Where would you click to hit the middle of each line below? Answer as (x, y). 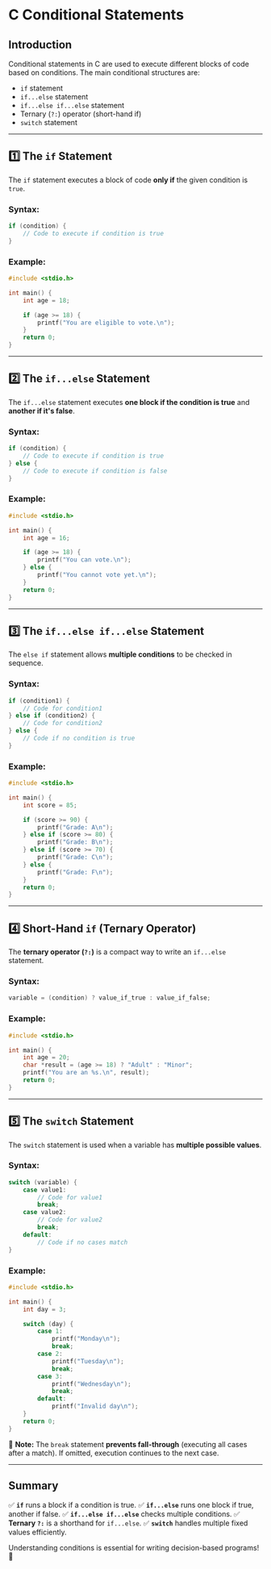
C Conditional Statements (96, 15)
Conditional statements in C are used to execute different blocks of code (129, 64)
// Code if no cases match (83, 1242)
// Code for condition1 (63, 708)
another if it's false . (42, 411)
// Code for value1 (70, 1197)
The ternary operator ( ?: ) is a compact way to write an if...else (117, 952)
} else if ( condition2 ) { (52, 716)
